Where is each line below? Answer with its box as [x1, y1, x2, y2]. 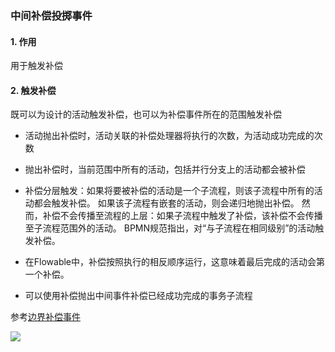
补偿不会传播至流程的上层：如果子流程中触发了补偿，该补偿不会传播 [42, 210, 323, 222]
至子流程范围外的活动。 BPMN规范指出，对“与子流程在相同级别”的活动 [24, 222, 316, 234]
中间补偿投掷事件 [10, 8, 93, 22]
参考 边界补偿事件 [10, 311, 81, 323]
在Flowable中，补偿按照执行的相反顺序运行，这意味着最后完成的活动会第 [24, 256, 326, 268]
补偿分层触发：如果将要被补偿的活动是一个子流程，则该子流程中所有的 [24, 185, 315, 197]
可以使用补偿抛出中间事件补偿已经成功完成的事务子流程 [24, 290, 253, 302]
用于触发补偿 [10, 60, 63, 72]
